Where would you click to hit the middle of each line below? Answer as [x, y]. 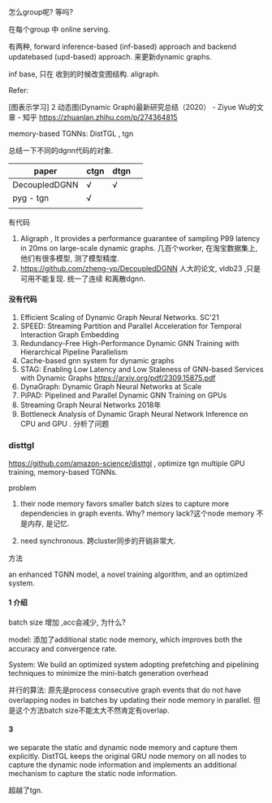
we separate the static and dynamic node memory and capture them [123, 747]
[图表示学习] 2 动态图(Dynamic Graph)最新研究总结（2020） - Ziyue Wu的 [133, 107]
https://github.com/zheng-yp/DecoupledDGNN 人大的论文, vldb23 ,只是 [140, 268]
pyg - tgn [31, 198]
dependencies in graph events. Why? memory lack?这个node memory [137, 513]
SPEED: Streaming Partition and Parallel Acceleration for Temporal [131, 326]
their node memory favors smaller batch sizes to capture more [125, 503]
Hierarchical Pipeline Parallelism [74, 352]
